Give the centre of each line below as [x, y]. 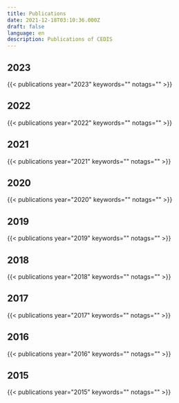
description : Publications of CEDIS [60, 40]
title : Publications [37, 14]
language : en [26, 33]
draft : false [26, 26]
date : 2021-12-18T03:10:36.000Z [54, 20]
